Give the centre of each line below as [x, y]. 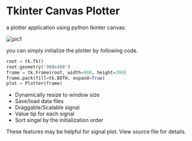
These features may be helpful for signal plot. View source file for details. [96, 131]
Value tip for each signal [44, 114]
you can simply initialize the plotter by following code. [72, 50]
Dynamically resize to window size [57, 95]
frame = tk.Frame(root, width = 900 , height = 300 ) [66, 73]
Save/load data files [39, 101]
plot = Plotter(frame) [34, 84]
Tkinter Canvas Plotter [63, 11]
